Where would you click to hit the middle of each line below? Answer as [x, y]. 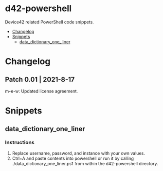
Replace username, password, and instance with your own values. [78, 153]
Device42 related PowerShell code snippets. [49, 22]
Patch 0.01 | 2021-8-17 [40, 79]
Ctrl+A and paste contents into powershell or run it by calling [73, 158]
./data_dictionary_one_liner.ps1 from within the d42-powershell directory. [85, 163]
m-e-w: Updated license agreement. [42, 91]
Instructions [20, 143]
